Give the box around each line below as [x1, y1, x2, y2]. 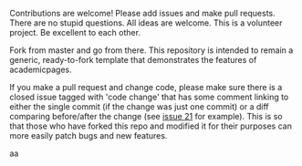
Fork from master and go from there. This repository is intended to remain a [9, 45, 294, 56]
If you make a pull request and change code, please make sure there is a [9, 82, 283, 92]
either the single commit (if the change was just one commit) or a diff [9, 101, 269, 112]
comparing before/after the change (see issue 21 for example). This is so [9, 111, 283, 121]
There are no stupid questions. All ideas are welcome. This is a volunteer [9, 17, 283, 28]
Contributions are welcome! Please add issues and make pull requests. [9, 8, 276, 18]
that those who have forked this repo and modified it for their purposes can [9, 120, 292, 131]
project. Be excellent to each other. [9, 27, 141, 37]
